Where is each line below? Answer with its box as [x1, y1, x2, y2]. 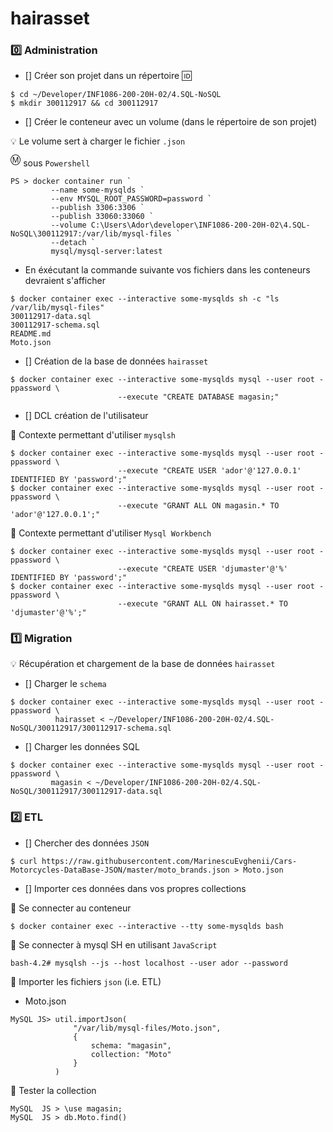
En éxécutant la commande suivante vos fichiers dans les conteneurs [24, 264, 311, 276]
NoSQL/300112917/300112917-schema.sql [10, 723, 172, 734]
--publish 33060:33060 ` [50, 212, 155, 222]
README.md [10, 329, 52, 339]
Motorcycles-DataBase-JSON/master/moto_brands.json [10, 865, 230, 875]
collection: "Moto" [90, 1049, 172, 1059]
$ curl [10, 856, 38, 866]
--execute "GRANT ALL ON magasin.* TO [117, 501, 280, 511]
